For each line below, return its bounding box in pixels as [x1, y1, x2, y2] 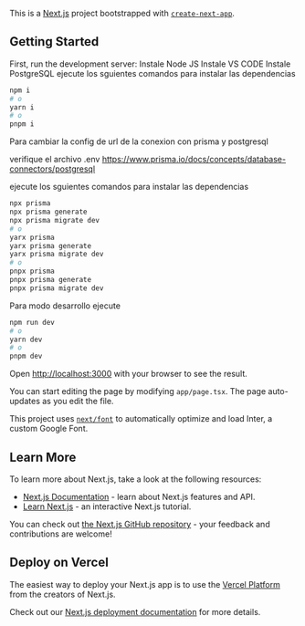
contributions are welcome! [9, 528, 112, 539]
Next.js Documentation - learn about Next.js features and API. [22, 492, 256, 502]
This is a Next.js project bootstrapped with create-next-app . [9, 8, 236, 18]
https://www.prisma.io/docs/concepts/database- [101, 154, 286, 165]
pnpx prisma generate [9, 276, 92, 285]
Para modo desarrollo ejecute [9, 300, 121, 311]
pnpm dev [9, 351, 43, 361]
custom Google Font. [9, 423, 89, 434]
